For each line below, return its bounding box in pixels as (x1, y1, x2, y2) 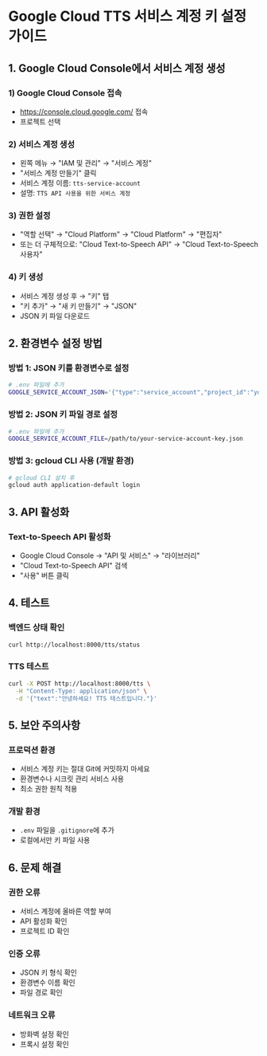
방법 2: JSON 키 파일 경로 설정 (8, 409, 118, 420)
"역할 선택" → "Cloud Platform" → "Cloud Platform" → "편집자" (19, 230, 222, 239)
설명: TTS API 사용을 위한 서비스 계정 (19, 188, 131, 198)
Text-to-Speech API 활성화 (8, 531, 111, 542)
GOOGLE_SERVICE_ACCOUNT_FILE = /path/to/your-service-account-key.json (8, 435, 244, 443)
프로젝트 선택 (19, 116, 61, 126)
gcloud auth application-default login (8, 481, 141, 489)
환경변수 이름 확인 (19, 978, 75, 987)
